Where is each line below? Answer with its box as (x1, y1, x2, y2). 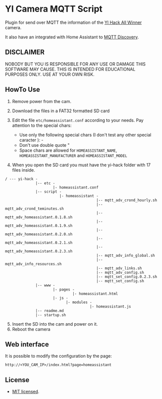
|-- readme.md (35, 308, 64, 313)
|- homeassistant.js (89, 304, 131, 309)
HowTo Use (5, 86, 40, 94)
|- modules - (65, 300, 92, 305)
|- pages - (52, 287, 75, 292)
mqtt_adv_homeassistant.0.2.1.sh (5, 240, 73, 245)
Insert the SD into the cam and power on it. (12, 321, 98, 327)
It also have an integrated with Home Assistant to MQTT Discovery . (5, 34, 139, 40)
